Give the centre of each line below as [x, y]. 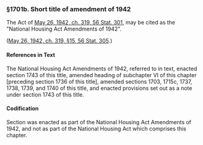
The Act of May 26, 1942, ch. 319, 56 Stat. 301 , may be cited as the [91, 23]
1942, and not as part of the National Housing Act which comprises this [96, 128]
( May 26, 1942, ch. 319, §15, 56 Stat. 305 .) [59, 41]
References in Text [31, 54]
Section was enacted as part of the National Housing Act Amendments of [99, 122]
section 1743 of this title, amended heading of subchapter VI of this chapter [102, 75]
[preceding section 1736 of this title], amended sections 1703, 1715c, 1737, [99, 81]
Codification [22, 108]
